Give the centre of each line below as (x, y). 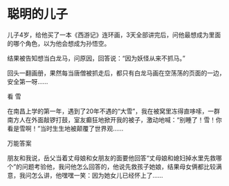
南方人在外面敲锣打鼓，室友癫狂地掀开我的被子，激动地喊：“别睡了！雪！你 (115, 119)
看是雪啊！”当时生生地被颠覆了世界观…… (65, 128)
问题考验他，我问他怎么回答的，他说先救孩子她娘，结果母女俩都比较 (119, 167)
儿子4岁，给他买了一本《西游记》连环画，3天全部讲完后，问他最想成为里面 (114, 35)
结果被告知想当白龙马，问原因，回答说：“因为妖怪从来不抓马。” (96, 58)
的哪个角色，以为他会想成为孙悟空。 (59, 43)
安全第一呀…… (28, 81)
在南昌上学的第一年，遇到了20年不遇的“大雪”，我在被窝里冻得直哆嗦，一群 (113, 111)
